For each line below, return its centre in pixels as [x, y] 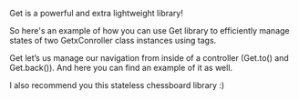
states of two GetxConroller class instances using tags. [113, 40]
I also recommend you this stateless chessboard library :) [117, 85]
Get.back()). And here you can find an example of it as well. [121, 68]
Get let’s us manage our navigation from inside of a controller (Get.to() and [149, 58]
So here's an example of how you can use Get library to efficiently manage [149, 30]
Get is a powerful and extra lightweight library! [97, 13]
